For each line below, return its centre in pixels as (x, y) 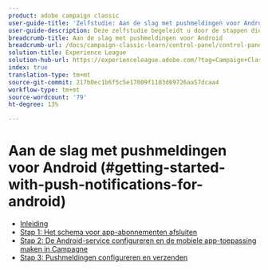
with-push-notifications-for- (106, 185)
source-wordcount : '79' (48, 97)
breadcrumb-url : (35, 45)
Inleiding (34, 224)
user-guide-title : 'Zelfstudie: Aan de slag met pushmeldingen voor (124, 23)
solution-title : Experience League (67, 53)
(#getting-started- (163, 168)
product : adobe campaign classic (64, 16)
